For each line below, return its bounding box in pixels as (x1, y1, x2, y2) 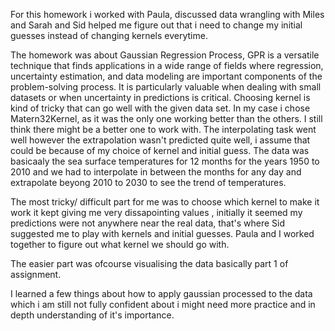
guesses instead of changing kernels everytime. (10, 30, 208, 41)
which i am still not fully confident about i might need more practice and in (10, 299, 316, 310)
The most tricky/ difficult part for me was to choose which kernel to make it (10, 196, 320, 208)
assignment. (10, 269, 62, 280)
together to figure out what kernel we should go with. (10, 239, 230, 250)
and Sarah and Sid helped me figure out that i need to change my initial (10, 19, 303, 31)
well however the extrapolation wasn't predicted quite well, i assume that (10, 134, 311, 146)
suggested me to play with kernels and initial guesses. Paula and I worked (10, 228, 315, 239)
